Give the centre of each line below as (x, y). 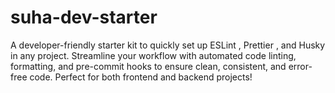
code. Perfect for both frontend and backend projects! (141, 77)
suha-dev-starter (84, 17)
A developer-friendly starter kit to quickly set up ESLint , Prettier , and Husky (168, 45)
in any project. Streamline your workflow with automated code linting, (153, 55)
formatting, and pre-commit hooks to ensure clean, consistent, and (148, 66)
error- (300, 66)
